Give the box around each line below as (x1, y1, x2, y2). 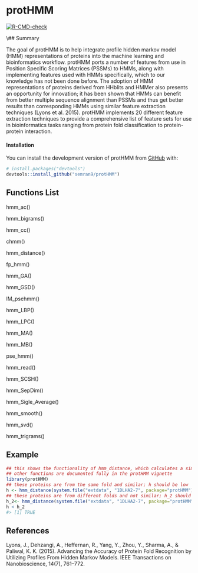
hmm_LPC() (6, 318, 35, 325)
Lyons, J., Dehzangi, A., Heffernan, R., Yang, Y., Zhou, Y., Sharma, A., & (6, 542, 179, 549)
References (6, 526, 49, 536)
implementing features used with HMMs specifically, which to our (6, 71, 165, 78)
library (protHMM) (6, 477, 49, 483)
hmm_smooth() (6, 409, 43, 417)
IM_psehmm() (6, 295, 40, 302)
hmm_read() (6, 364, 36, 371)
